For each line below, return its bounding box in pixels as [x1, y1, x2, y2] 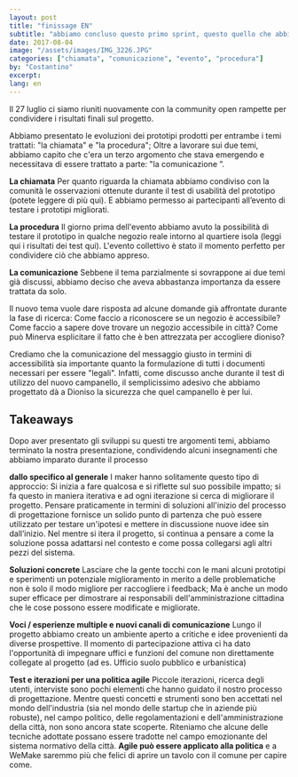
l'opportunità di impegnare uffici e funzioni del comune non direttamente [9, 648, 275, 659]
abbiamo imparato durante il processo [9, 454, 148, 465]
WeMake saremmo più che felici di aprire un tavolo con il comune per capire [9, 750, 287, 761]
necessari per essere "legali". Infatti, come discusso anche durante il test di [9, 367, 286, 378]
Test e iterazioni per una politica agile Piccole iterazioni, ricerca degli [9, 675, 264, 685]
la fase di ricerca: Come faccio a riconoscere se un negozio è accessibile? [9, 312, 281, 323]
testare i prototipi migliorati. [9, 204, 110, 214]
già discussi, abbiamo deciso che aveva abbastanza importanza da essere [9, 276, 281, 287]
